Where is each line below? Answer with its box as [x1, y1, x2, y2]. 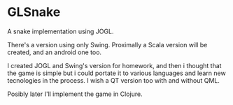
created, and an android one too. [7, 48, 102, 56]
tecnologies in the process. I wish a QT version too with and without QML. [7, 76, 220, 84]
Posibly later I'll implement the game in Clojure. [7, 90, 143, 98]
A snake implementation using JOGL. [7, 27, 114, 35]
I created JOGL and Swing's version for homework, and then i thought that [7, 61, 222, 70]
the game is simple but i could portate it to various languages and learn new [7, 69, 226, 77]
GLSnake [7, 4, 61, 20]
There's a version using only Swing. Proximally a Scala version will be [7, 40, 208, 49]
